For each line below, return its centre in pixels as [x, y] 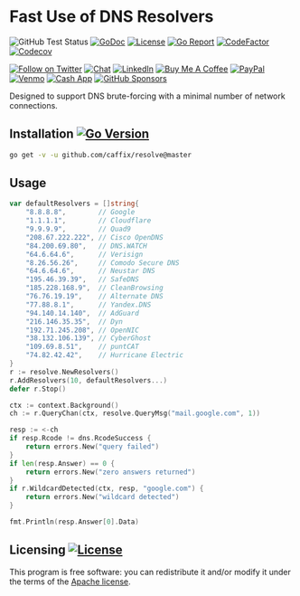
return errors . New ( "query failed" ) [93, 447]
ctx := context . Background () [64, 405]
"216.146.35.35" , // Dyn [75, 322]
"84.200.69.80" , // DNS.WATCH [86, 246]
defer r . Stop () [38, 389]
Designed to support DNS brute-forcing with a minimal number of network [148, 96]
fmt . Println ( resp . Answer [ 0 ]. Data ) [75, 522]
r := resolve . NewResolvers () [64, 372]
